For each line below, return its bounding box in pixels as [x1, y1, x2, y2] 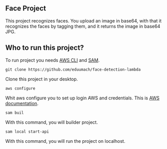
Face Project [5, 4, 46, 13]
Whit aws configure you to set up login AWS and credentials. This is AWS [5, 95, 160, 101]
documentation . [5, 100, 39, 107]
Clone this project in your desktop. [5, 76, 78, 82]
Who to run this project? [5, 44, 85, 52]
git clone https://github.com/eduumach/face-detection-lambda [5, 67, 141, 72]
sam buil [5, 110, 24, 115]
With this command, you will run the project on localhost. [5, 138, 126, 144]
